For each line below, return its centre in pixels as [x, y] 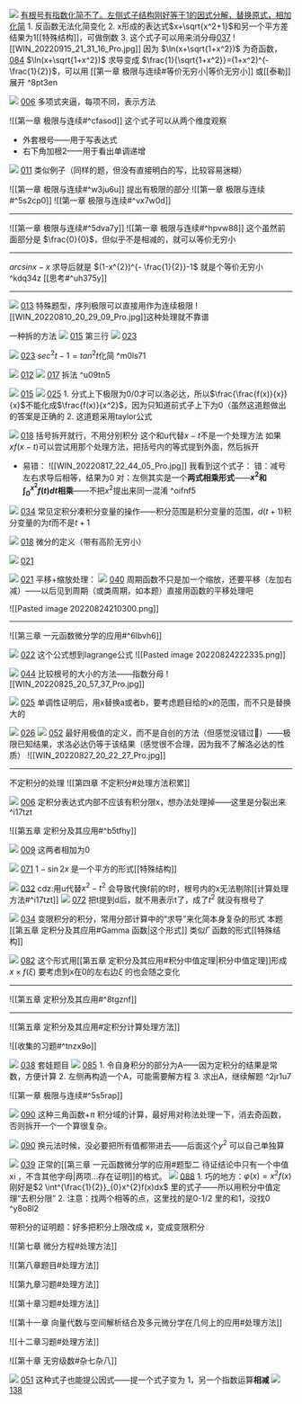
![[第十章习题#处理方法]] [54, 1303]
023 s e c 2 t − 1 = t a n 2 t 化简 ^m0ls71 [83, 355]
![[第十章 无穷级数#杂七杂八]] [63, 1361]
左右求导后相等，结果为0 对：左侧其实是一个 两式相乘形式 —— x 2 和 [145, 477]
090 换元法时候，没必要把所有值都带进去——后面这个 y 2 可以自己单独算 [152, 1144]
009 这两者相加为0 [55, 849]
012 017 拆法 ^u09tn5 [65, 374]
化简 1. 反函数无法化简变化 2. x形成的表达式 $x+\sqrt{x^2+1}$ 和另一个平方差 [149, 26]
